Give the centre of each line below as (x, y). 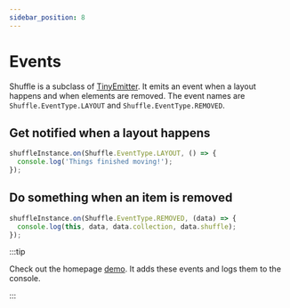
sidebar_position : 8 (48, 17)
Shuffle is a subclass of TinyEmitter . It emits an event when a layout (133, 86)
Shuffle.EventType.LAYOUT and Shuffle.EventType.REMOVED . (117, 105)
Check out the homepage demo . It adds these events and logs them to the (145, 269)
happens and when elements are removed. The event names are (127, 95)
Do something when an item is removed (121, 198)
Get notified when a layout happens (110, 133)
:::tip (17, 252)
